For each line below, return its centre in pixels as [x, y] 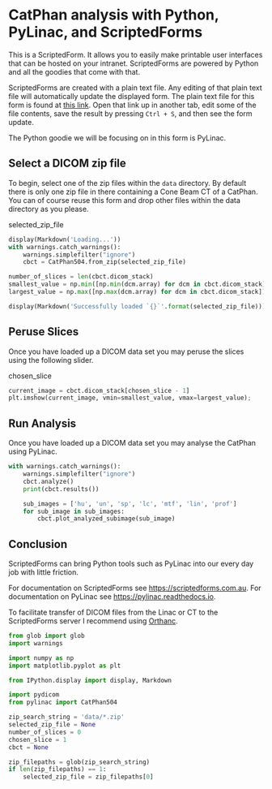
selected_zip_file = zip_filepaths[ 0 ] [88, 777]
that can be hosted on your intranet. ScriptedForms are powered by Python [134, 63]
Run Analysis [42, 423]
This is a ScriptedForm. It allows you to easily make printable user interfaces [136, 54]
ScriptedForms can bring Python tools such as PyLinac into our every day [131, 564]
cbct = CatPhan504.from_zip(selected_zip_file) [104, 262]
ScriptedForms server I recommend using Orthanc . [93, 621]
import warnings [36, 643]
